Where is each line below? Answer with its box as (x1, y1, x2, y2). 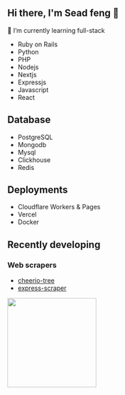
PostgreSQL (17, 133, 53, 141)
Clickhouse (17, 155, 51, 164)
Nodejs (17, 62, 39, 71)
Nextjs (17, 70, 37, 79)
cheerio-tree (17, 276, 55, 285)
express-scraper (17, 284, 67, 293)
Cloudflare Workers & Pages (17, 203, 101, 211)
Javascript (17, 85, 49, 94)
